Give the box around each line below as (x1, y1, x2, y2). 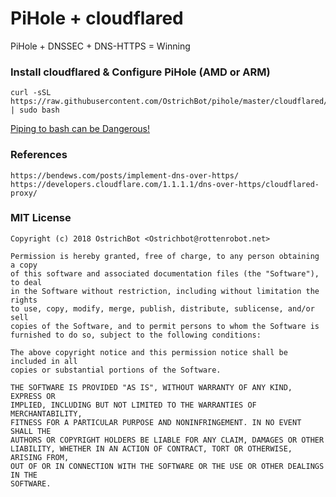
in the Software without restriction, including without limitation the (10, 286, 320, 296)
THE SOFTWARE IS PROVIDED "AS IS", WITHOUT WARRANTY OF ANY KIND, (10, 382, 293, 392)
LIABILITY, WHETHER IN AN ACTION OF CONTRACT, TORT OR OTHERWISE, (10, 443, 293, 454)
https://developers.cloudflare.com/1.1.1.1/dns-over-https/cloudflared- (10, 179, 320, 189)
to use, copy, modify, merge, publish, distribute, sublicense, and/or (10, 303, 315, 314)
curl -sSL (10, 88, 52, 98)
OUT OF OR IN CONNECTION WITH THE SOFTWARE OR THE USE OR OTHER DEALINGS (10, 461, 325, 471)
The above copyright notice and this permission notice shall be (10, 347, 288, 357)
